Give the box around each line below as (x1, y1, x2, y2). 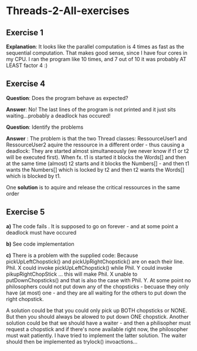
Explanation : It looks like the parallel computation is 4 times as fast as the (6, 43, 185, 50)
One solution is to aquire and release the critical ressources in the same (6, 183, 181, 190)
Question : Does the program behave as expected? (6, 94, 128, 101)
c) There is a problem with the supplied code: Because (6, 252, 138, 259)
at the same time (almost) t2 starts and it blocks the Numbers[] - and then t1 (6, 160, 189, 167)
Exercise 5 (6, 207, 45, 217)
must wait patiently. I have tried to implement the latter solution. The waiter (6, 332, 186, 339)
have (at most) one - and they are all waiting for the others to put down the (6, 289, 186, 296)
